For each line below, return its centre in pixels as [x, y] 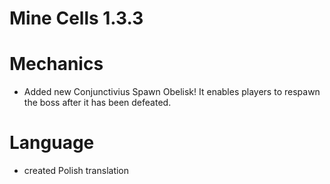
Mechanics [56, 64]
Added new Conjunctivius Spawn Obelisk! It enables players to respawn [172, 92]
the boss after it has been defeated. [97, 103]
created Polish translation [76, 171]
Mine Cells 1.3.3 [76, 18]
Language [52, 143]
